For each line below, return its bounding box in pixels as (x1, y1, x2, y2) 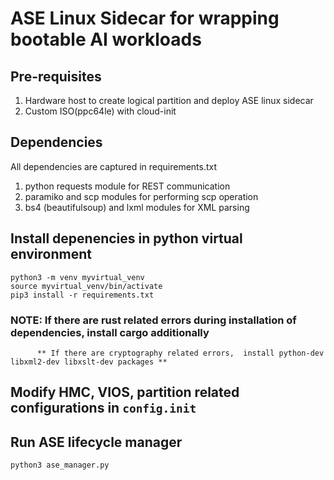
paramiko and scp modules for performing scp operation (24, 190, 259, 202)
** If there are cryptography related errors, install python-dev (36, 348, 325, 358)
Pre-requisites (10, 68, 102, 85)
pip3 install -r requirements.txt (10, 290, 155, 300)
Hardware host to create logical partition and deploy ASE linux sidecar (24, 95, 314, 106)
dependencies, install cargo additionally (10, 325, 210, 339)
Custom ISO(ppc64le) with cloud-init (24, 105, 177, 117)
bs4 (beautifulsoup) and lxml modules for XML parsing (24, 201, 250, 213)
